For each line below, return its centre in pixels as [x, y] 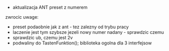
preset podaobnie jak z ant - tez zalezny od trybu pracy [71, 27]
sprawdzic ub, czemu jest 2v [43, 38]
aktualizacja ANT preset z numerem [50, 7]
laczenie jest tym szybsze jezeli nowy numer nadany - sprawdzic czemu [88, 32]
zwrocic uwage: [22, 17]
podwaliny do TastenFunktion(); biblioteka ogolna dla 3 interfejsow [82, 43]
